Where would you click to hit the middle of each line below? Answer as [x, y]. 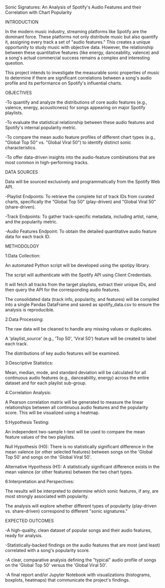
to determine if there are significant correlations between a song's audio [78, 78]
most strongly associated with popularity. [47, 496]
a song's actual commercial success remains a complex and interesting [78, 58]
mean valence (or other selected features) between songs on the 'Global [79, 452]
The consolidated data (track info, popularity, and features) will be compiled [82, 299]
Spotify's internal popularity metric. [41, 127]
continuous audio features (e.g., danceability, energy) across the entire [77, 378]
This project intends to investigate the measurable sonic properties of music [82, 73]
